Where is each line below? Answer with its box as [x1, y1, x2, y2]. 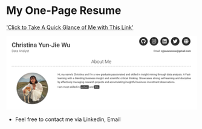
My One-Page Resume [6, 4, 122, 18]
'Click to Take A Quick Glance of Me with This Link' [6, 24, 134, 31]
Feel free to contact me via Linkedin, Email [15, 116, 121, 123]
